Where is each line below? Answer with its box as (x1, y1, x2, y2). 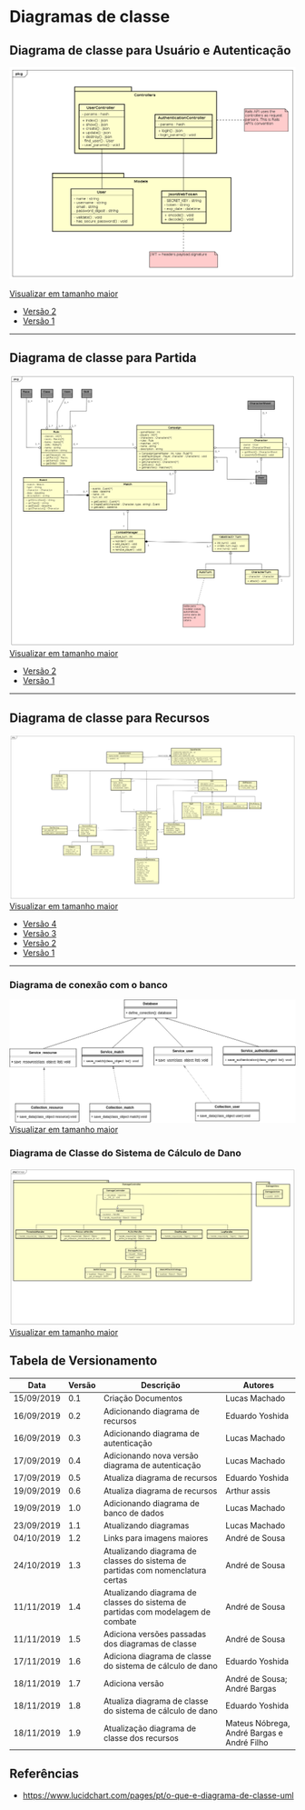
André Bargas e (225, 1727, 284, 1738)
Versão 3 (22, 927, 57, 938)
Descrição (140, 1380, 181, 1391)
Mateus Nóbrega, (225, 1718, 290, 1729)
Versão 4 (22, 918, 57, 929)
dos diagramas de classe (103, 1638, 197, 1649)
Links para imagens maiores (103, 1533, 209, 1544)
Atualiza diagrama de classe (103, 1695, 209, 1706)
